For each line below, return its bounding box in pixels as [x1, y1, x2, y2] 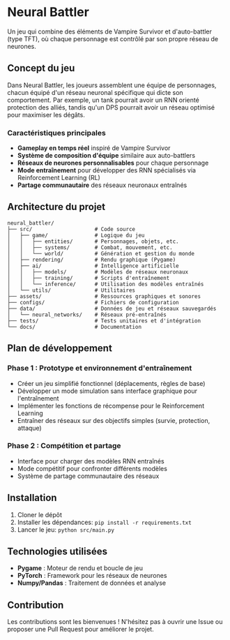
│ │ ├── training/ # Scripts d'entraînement [7, 274, 170, 281]
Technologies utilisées [7, 546, 108, 558]
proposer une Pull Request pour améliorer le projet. [7, 625, 155, 634]
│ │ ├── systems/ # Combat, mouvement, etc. [7, 244, 173, 251]
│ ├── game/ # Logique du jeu [7, 232, 145, 239]
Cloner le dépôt [17, 510, 63, 519]
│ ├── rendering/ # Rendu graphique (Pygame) [7, 256, 176, 263]
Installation [7, 492, 57, 504]
